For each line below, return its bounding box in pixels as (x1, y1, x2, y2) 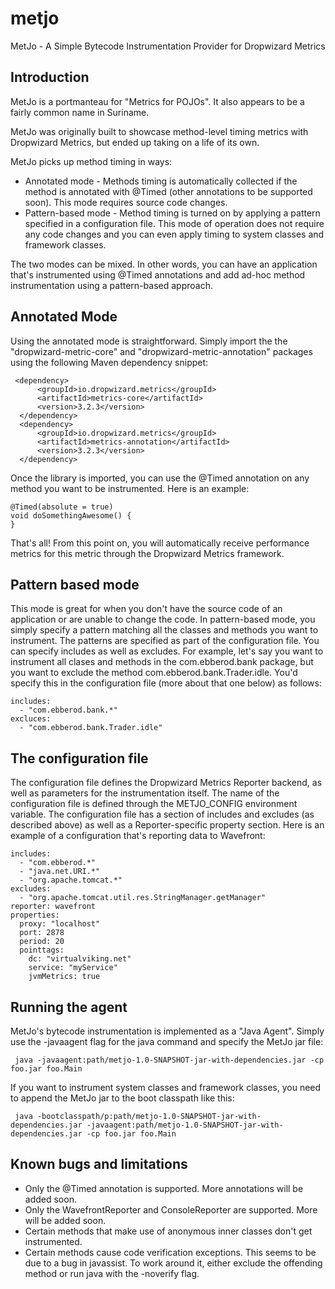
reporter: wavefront (10, 902, 97, 912)
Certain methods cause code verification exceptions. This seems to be (24, 1246, 317, 1258)
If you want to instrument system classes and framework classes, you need (10, 1082, 322, 1093)
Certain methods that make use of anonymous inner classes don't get (24, 1225, 313, 1237)
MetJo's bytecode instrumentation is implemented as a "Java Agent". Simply (10, 1025, 325, 1037)
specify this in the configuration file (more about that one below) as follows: (10, 677, 322, 689)
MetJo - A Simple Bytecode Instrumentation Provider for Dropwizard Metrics (10, 40, 326, 52)
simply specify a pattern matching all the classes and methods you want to (10, 624, 319, 636)
